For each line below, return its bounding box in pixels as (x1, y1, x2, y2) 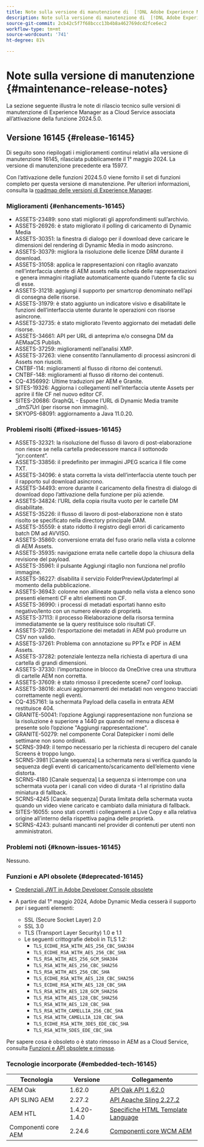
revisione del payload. (15, 556, 71, 563)
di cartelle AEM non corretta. (15, 672, 87, 680)
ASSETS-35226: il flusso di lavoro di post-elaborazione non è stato (15, 510, 183, 518)
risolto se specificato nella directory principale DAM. (15, 516, 147, 524)
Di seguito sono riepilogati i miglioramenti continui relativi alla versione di (6, 149, 189, 156)
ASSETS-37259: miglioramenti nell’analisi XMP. (15, 345, 134, 352)
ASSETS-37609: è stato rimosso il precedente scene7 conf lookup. (15, 679, 183, 686)
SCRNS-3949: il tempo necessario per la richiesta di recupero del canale (15, 743, 197, 751)
